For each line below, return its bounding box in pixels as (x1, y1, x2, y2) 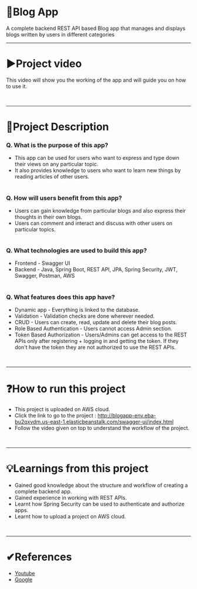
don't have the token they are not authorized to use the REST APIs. (14, 344, 176, 351)
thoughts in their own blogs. (14, 213, 83, 220)
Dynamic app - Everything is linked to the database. (14, 307, 140, 314)
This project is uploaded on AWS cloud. (14, 405, 110, 413)
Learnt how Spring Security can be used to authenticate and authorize (14, 500, 185, 507)
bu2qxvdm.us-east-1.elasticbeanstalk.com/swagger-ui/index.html (14, 418, 174, 425)
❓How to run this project (6, 382, 126, 396)
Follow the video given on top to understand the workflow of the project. (14, 424, 189, 431)
